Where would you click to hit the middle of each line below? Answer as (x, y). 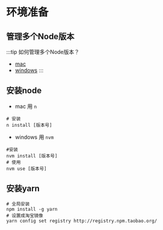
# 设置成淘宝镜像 (25, 216)
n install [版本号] (29, 125)
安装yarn (23, 189)
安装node (24, 91)
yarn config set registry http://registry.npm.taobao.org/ (82, 221)
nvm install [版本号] (32, 156)
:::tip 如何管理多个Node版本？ (43, 52)
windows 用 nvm (34, 137)
